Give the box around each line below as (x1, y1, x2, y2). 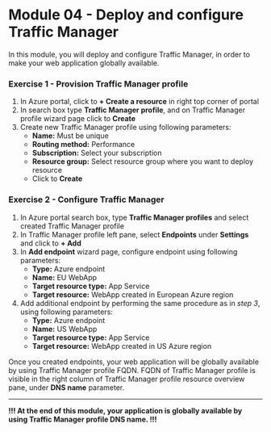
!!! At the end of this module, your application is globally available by (8, 405, 243, 415)
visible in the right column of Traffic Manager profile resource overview (8, 374, 245, 384)
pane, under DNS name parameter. (8, 382, 125, 392)
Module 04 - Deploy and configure (8, 6, 244, 24)
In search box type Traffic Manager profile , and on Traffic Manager (19, 105, 246, 115)
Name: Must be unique (31, 131, 109, 141)
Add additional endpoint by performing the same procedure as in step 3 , (19, 298, 261, 308)
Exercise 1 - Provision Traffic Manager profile (8, 78, 189, 90)
